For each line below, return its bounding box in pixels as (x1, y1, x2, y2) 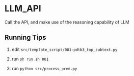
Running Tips (4, 33, 46, 42)
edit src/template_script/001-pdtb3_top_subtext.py (11, 46, 118, 52)
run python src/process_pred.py (11, 65, 77, 71)
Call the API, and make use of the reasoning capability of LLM (4, 19, 130, 25)
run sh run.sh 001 (11, 56, 49, 62)
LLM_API (4, 3, 41, 14)
